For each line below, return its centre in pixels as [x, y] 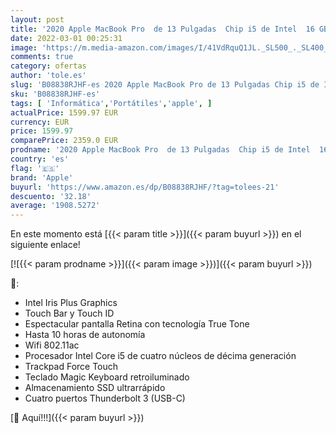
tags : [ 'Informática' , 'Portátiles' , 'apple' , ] [111, 103]
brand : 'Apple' [42, 177]
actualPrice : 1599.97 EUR [64, 112]
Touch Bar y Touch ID [69, 313]
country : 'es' [40, 159]
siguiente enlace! [45, 245]
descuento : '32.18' [51, 196]
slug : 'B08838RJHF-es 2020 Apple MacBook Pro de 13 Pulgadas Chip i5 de [165, 85]
